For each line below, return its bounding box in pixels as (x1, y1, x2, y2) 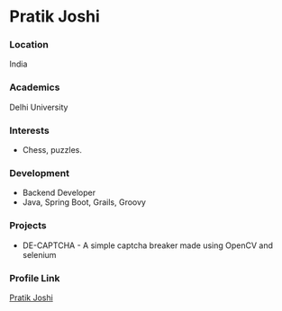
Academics (9, 81, 60, 93)
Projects (9, 219, 47, 232)
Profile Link (9, 271, 60, 284)
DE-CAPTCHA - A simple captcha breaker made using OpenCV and (22, 240, 273, 251)
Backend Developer (22, 187, 96, 199)
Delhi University (9, 102, 68, 112)
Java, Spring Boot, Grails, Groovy (22, 197, 147, 208)
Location (9, 39, 50, 51)
